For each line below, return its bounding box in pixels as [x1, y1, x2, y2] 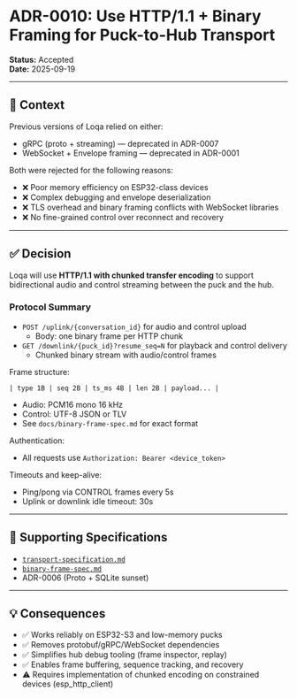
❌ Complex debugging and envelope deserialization [21, 192, 211, 203]
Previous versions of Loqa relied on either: [9, 121, 164, 132]
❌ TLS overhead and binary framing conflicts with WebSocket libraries [21, 202, 279, 212]
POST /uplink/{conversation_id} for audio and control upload [21, 321, 247, 332]
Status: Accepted [9, 54, 74, 65]
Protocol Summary [9, 301, 91, 313]
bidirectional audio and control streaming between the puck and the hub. [9, 279, 275, 289]
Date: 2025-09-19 [9, 64, 76, 74]
